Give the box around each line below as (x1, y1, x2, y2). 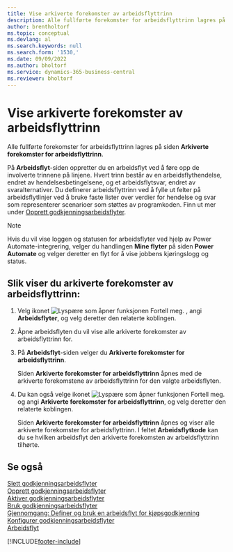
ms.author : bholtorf (7, 62, 67, 69)
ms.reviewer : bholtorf (7, 74, 73, 82)
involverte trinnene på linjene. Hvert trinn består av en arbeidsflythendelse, (7, 171, 223, 180)
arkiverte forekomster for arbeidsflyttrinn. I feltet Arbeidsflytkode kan (17, 426, 218, 434)
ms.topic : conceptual (7, 29, 70, 37)
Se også (7, 461, 43, 473)
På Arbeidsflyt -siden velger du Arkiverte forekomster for (17, 349, 185, 357)
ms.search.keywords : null (7, 42, 82, 49)
